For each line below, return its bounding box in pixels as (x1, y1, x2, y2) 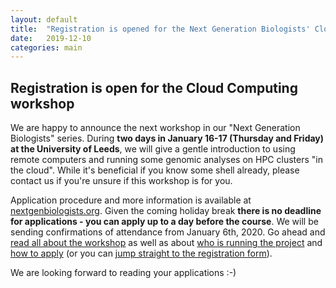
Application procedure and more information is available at (10, 194, 252, 206)
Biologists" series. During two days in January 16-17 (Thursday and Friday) (10, 132, 325, 145)
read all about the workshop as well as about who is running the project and (10, 237, 323, 249)
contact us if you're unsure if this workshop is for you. (10, 175, 233, 187)
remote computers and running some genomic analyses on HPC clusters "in (10, 154, 323, 166)
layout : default (10, 14, 78, 25)
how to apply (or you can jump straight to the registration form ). (10, 247, 273, 260)
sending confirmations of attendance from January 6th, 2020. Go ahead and (10, 226, 326, 238)
